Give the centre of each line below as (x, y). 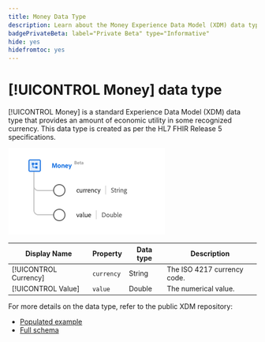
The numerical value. (201, 289)
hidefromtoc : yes (37, 50)
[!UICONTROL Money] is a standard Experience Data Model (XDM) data (125, 112)
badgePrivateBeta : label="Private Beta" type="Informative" (109, 33)
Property (107, 254)
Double (140, 289)
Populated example (51, 321)
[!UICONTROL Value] (46, 289)
